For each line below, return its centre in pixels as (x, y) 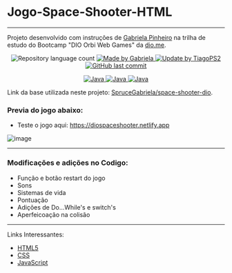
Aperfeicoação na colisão (54, 214)
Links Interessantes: (36, 234)
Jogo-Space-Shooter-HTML (90, 12)
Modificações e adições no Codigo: (68, 163)
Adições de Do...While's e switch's (66, 207)
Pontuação (32, 200)
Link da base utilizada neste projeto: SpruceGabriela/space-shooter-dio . (110, 92)
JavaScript (32, 262)
